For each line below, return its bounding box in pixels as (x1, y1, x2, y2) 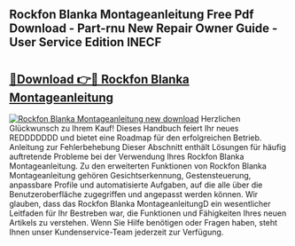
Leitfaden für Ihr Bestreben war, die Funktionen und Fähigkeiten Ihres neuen (9, 208, 287, 218)
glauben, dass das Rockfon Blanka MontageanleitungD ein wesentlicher (9, 199, 271, 209)
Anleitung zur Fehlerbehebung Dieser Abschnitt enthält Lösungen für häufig (9, 142, 286, 152)
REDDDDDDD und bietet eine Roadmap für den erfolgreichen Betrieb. (9, 132, 262, 143)
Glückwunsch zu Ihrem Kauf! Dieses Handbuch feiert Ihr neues (9, 123, 239, 133)
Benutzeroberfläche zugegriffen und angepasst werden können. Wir (9, 189, 259, 199)
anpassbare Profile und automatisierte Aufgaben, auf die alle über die (9, 179, 263, 190)
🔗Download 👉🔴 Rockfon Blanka (9, 71, 190, 87)
